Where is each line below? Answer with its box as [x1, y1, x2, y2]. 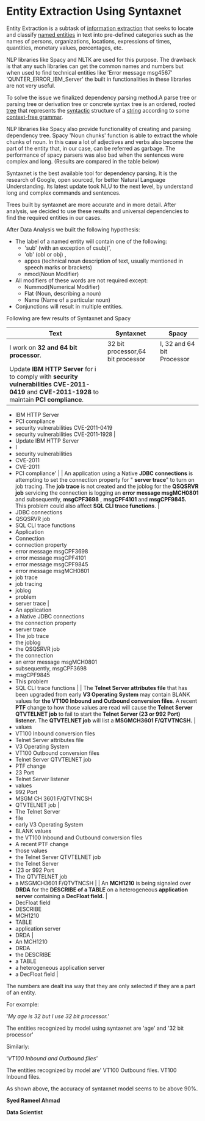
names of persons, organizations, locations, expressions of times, [6, 37, 172, 45]
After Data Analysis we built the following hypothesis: [6, 225, 140, 233]
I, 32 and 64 [160, 339, 195, 348]
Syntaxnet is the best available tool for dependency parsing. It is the [6, 170, 178, 177]
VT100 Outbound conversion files [15, 749, 99, 757]
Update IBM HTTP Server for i [9, 364, 96, 373]
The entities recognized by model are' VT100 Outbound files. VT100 [6, 1067, 177, 1074]
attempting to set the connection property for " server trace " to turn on [15, 476, 195, 483]
